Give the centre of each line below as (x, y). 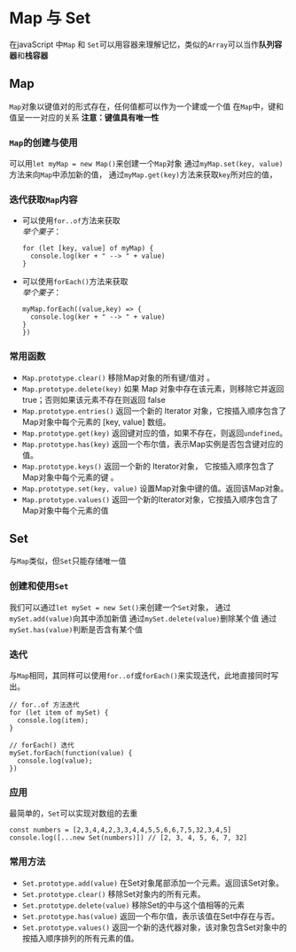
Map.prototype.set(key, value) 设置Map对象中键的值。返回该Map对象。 (155, 488)
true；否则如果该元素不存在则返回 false (93, 399)
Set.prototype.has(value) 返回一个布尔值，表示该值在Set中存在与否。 (151, 916)
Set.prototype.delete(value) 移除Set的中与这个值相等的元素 (133, 905)
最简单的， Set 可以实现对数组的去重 (74, 813)
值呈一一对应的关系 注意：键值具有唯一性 (84, 117)
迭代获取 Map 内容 (43, 199)
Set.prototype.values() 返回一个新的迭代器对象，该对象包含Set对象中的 (154, 927)
